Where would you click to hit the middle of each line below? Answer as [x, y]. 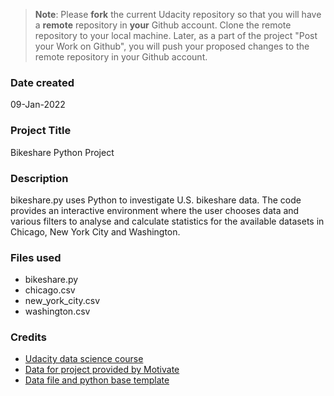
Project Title [41, 131]
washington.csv [57, 311]
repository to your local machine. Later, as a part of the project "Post [176, 35]
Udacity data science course [84, 359]
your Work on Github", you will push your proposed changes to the [172, 46]
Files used [36, 257]
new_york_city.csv [62, 301]
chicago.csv [50, 290]
